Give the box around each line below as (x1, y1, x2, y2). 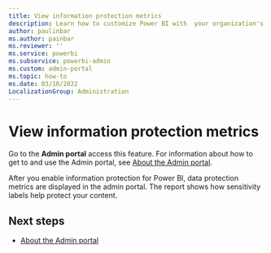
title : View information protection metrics (8, 11, 162, 20)
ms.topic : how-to (8, 72, 68, 80)
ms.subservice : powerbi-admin (8, 58, 111, 66)
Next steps (8, 214, 65, 228)
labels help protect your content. (8, 191, 118, 200)
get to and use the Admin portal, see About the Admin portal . (8, 157, 213, 167)
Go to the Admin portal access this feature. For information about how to (8, 149, 254, 159)
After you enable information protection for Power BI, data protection (8, 174, 238, 183)
